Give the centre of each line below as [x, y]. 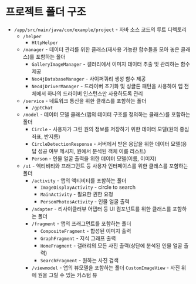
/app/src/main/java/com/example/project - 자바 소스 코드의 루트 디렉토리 [100, 29]
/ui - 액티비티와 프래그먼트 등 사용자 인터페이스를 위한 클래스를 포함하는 [105, 166]
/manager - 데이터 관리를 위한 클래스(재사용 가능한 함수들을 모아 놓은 [101, 49]
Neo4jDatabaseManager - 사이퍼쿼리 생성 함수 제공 [89, 78]
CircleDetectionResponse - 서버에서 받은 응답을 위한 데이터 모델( [107, 143]
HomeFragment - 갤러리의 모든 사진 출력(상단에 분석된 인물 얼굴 [111, 245]
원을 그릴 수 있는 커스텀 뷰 [67, 275]
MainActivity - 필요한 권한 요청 [77, 194]
